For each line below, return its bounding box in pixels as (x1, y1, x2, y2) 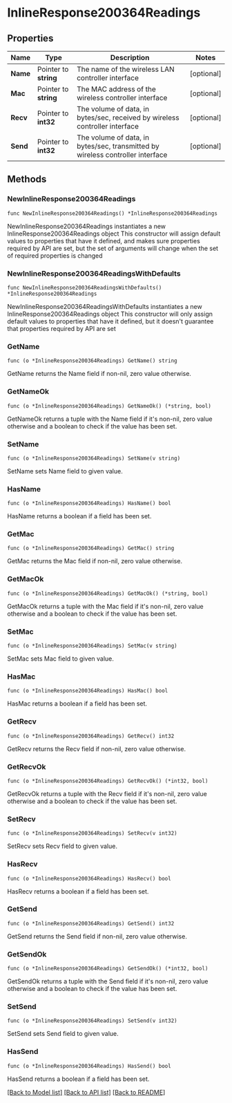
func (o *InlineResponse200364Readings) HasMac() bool (7, 688, 168, 695)
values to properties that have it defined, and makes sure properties (7, 236, 200, 245)
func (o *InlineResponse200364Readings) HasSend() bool (7, 1062, 171, 1069)
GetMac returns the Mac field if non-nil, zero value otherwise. (7, 557, 183, 565)
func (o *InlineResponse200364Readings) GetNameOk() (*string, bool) (7, 402, 212, 409)
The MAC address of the (77, 84, 157, 94)
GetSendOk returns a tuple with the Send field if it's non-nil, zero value (7, 977, 209, 986)
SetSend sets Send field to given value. (7, 1030, 119, 1038)
